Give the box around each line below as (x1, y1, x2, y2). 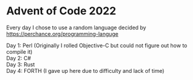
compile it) (6, 48, 33, 55)
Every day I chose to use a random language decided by (6, 24, 147, 31)
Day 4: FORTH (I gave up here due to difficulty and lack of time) (6, 67, 165, 74)
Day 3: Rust (6, 61, 35, 68)
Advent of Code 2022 (6, 4, 116, 18)
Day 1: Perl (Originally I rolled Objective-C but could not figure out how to (6, 42, 188, 49)
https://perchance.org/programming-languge (6, 30, 119, 37)
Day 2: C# (6, 54, 31, 61)
